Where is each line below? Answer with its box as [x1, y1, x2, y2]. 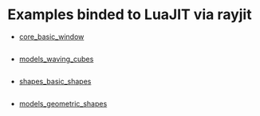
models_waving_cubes [18, 54, 94, 64]
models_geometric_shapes [18, 99, 108, 108]
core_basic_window [18, 32, 85, 41]
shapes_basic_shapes [18, 76, 92, 86]
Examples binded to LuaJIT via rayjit [7, 6, 252, 24]
